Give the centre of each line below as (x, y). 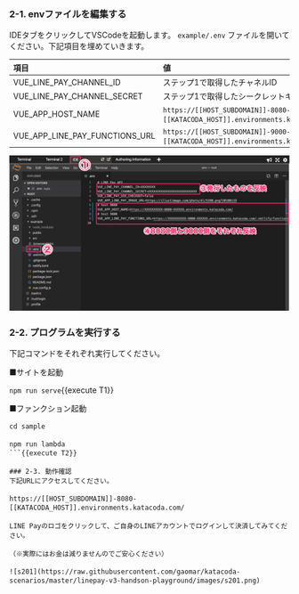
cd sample (28, 427)
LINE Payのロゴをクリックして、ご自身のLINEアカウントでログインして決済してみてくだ (149, 526)
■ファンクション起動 (48, 409)
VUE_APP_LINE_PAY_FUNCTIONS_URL (84, 136)
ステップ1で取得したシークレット (224, 96)
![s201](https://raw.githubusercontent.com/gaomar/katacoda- (125, 572)
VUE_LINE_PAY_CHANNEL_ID (67, 82)
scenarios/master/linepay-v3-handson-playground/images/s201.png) (135, 581)
